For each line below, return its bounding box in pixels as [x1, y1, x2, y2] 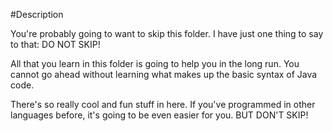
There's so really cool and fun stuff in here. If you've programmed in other [10, 99, 316, 110]
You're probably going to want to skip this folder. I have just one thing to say [10, 28, 324, 39]
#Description [10, 9, 64, 20]
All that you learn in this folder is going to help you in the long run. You [10, 58, 300, 69]
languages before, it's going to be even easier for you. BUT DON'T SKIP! [10, 109, 309, 121]
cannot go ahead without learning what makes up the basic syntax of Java [10, 69, 318, 80]
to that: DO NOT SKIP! [10, 39, 101, 50]
